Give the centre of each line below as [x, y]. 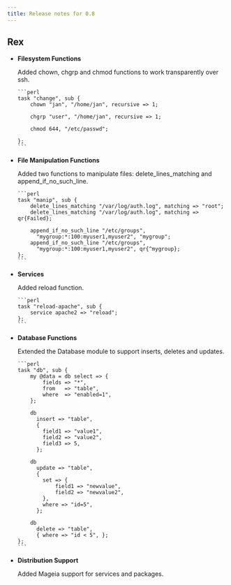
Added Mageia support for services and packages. [90, 574]
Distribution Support [48, 561]
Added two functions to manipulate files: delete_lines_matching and [114, 174]
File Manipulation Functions [58, 161]
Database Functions [47, 338]
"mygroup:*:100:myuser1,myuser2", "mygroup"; [103, 237]
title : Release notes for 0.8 [51, 14]
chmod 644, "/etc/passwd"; [69, 129]
